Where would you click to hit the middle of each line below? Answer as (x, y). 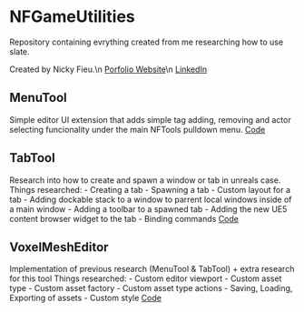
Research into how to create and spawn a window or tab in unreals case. (145, 180)
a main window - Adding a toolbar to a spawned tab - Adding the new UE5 (148, 209)
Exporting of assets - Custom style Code (85, 298)
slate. (20, 51)
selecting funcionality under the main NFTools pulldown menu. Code (137, 129)
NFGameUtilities (72, 17)
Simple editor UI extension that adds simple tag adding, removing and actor (151, 119)
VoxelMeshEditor (59, 247)
